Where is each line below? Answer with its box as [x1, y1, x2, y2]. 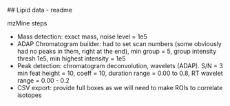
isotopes [17, 91, 42, 99]
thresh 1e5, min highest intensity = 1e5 [17, 54, 126, 63]
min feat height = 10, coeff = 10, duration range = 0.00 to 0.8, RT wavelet [17, 69, 224, 77]
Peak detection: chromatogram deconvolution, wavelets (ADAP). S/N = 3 [17, 62, 224, 70]
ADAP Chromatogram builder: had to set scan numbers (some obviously [17, 40, 222, 47]
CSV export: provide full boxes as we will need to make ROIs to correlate [17, 84, 223, 92]
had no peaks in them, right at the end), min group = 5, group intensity [17, 47, 217, 55]
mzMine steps [7, 19, 48, 27]
